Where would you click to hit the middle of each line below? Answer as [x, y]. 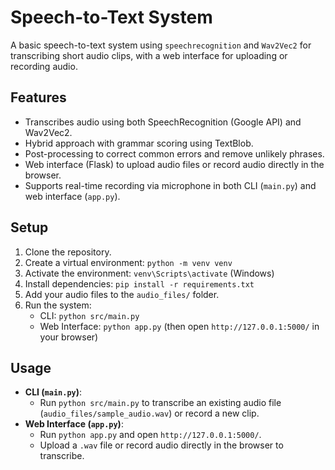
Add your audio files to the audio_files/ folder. [122, 294]
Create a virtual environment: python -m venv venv [128, 262]
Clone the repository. [68, 252]
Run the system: [58, 305]
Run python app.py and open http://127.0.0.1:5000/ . [150, 435]
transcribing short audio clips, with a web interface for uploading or [149, 55]
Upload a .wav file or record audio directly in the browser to [161, 445]
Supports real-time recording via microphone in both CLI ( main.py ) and [170, 185]
